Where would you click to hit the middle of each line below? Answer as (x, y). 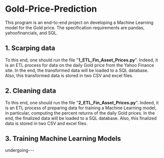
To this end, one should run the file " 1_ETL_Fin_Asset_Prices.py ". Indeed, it (82, 60)
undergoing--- (20, 150)
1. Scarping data (30, 48)
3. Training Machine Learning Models (63, 138)
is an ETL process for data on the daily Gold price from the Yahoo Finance (80, 65)
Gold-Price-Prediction (51, 9)
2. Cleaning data (31, 91)
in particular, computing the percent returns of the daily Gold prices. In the (80, 113)
